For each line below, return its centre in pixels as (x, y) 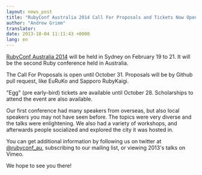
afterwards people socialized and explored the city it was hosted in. (90, 130)
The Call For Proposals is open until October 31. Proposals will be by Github (99, 75)
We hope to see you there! (39, 166)
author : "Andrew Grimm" (36, 23)
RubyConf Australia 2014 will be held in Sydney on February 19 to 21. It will (98, 57)
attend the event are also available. (50, 99)
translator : (21, 28)
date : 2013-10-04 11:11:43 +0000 (48, 34)
